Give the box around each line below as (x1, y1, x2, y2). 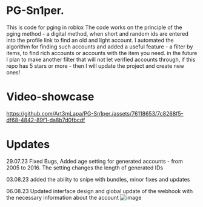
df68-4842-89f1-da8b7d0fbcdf (6, 116, 85, 123)
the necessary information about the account (6, 194, 119, 201)
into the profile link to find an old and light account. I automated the (6, 36, 174, 44)
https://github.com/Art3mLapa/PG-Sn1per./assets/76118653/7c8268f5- (6, 110, 184, 117)
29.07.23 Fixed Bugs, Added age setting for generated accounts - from (6, 157, 184, 165)
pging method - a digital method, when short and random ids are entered (6, 30, 189, 37)
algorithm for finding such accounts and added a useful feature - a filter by (6, 43, 193, 50)
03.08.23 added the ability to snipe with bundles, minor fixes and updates (6, 176, 190, 183)
